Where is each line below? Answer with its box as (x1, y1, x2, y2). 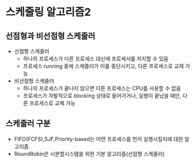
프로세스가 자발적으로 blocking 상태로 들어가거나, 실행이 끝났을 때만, (23, 92, 182, 99)
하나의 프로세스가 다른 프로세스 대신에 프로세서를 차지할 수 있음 (23, 55, 169, 62)
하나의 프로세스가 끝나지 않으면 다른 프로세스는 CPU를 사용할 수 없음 (23, 85, 181, 92)
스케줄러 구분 (5, 119, 51, 129)
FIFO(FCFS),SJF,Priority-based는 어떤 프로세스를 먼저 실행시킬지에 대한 (14, 135, 184, 142)
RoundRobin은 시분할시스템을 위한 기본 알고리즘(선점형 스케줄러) (14, 150, 165, 157)
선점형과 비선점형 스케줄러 (5, 31, 95, 41)
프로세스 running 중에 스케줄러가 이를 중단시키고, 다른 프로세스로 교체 (23, 63, 184, 69)
